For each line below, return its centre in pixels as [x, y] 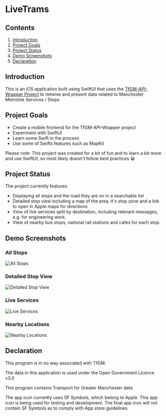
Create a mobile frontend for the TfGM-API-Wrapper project [74, 127]
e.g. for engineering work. [39, 217]
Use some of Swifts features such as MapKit [58, 143]
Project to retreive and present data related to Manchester [84, 94]
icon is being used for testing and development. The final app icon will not [81, 402]
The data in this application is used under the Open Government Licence [80, 372]
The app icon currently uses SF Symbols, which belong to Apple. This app [81, 397]
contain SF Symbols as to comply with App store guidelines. [67, 408]
